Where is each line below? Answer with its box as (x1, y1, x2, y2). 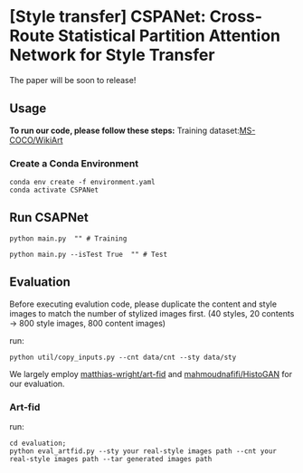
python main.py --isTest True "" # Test (9, 250, 168, 259)
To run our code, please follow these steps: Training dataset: (9, 125, 240, 136)
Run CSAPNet (9, 210, 89, 225)
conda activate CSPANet (9, 185, 99, 195)
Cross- (209, 6, 263, 27)
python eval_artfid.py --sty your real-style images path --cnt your (9, 446, 278, 456)
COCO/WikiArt (9, 134, 63, 146)
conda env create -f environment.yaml (9, 178, 156, 187)
